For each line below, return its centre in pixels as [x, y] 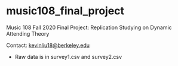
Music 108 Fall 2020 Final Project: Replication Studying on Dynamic [89, 27]
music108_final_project [65, 11]
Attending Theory [28, 33]
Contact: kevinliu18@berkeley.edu [48, 45]
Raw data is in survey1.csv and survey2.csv [68, 56]
